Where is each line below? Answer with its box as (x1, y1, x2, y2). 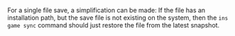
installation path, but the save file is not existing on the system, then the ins (7, 13, 229, 22)
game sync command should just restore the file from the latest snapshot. (7, 21, 220, 29)
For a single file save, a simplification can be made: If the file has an (7, 6, 206, 14)
